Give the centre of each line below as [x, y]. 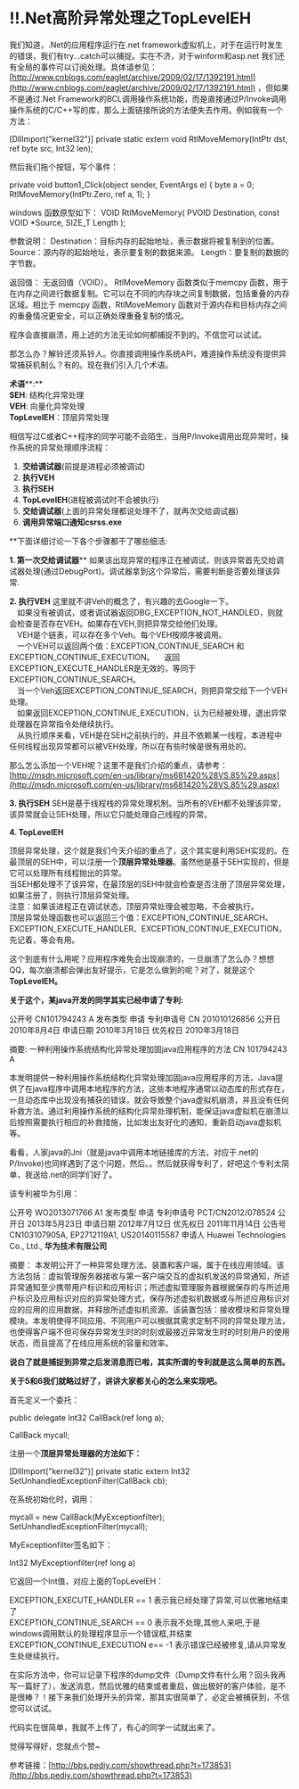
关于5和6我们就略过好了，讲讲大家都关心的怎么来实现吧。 [116, 1380]
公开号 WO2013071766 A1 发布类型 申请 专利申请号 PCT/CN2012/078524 [142, 1212]
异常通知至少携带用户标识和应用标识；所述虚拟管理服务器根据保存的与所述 [145, 1287]
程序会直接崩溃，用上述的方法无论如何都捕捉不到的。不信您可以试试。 [138, 335]
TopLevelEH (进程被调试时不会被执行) [90, 500]
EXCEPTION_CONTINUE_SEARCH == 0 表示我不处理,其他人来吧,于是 [135, 1622]
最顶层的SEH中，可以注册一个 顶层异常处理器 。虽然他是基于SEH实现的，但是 [149, 861]
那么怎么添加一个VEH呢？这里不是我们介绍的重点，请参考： [119, 765]
